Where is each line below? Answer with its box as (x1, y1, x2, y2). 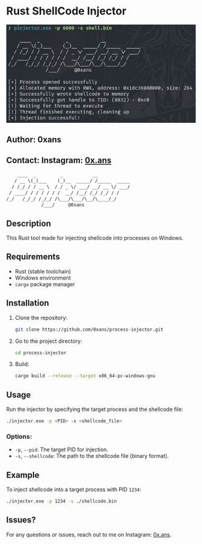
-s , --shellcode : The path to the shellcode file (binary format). (14, 452, 170, 460)
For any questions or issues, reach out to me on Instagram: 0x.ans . (6, 531, 172, 538)
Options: (6, 432, 32, 440)
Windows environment (14, 274, 71, 281)
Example (6, 470, 40, 480)
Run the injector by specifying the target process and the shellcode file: (6, 405, 183, 413)
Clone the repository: (14, 314, 68, 321)
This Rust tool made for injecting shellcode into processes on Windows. (6, 234, 184, 242)
